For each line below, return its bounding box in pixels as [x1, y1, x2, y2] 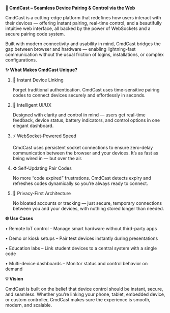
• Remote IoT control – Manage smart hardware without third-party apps [5, 226, 157, 231]
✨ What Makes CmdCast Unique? [5, 67, 78, 73]
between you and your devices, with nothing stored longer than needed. [12, 206, 164, 211]
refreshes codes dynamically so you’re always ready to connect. [12, 180, 149, 186]
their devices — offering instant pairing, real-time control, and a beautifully [5, 20, 162, 26]
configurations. [5, 57, 37, 63]
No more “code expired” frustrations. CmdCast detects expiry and [12, 175, 151, 181]
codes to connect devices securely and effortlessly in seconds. [12, 92, 146, 98]
